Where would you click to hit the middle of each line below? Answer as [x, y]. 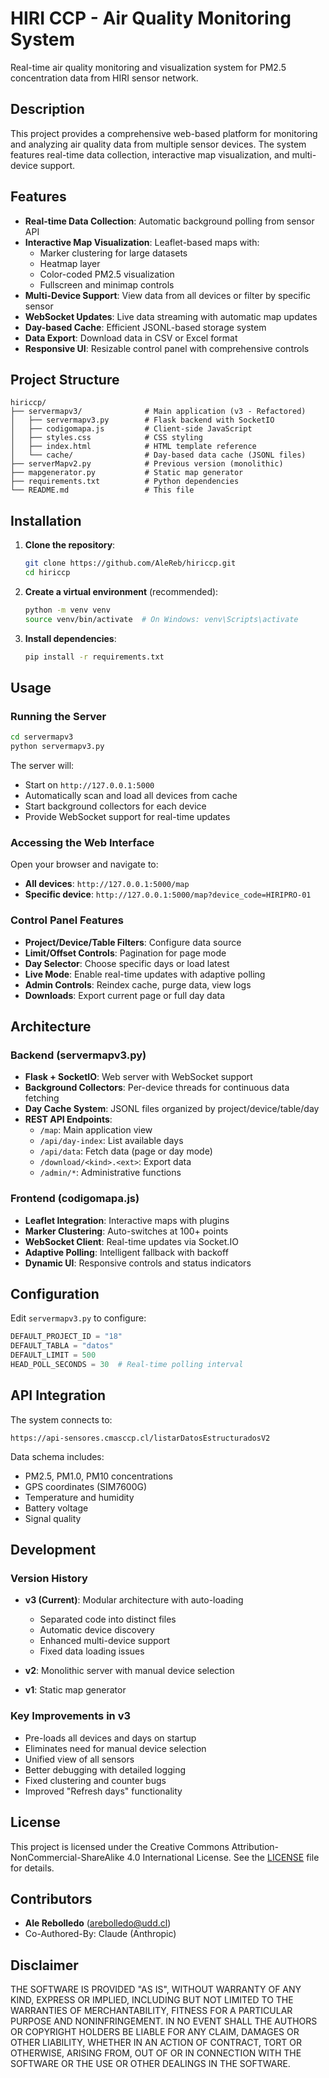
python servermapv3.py [57, 747]
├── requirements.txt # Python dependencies [125, 482]
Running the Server [58, 716]
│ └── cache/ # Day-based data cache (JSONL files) [158, 455]
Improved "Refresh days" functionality [103, 1791]
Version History [49, 1579]
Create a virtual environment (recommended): [121, 591]
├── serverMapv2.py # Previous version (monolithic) [147, 464]
